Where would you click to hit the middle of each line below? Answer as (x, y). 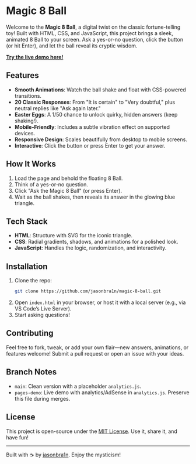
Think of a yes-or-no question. (51, 184)
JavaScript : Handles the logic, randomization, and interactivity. (90, 248)
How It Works (31, 164)
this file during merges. (42, 398)
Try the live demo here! (35, 57)
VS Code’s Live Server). (43, 309)
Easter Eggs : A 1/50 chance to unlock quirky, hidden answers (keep (96, 114)
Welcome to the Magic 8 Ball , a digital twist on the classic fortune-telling (93, 27)
